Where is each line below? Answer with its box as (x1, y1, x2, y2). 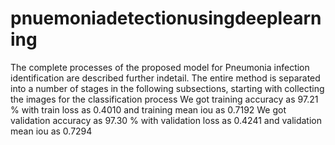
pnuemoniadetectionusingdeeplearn (10, 7, 322, 30)
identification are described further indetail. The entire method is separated (10, 72, 321, 84)
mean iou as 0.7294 (10, 125, 93, 137)
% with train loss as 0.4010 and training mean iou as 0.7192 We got (10, 103, 287, 116)
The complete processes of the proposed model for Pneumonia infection (10, 61, 310, 73)
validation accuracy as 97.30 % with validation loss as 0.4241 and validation (10, 114, 322, 126)
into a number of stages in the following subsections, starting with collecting (10, 82, 325, 94)
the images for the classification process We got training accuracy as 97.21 (10, 93, 319, 105)
